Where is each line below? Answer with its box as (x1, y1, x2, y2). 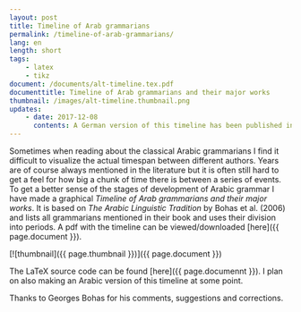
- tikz (25, 72, 50, 80)
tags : (9, 55, 30, 63)
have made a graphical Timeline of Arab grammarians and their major (9, 193, 267, 204)
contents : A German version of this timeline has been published (32, 122, 282, 131)
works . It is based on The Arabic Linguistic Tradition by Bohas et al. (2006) (9, 203, 286, 213)
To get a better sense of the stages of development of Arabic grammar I (9, 184, 275, 194)
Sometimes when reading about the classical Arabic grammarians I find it (9, 146, 279, 156)
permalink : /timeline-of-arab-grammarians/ (9, 30, 175, 38)
